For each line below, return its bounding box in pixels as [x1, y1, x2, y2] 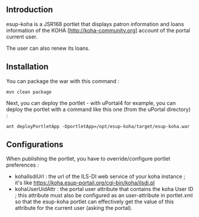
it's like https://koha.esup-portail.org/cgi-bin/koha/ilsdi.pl [14, 179, 155, 186]
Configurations [6, 139, 64, 150]
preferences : [6, 161, 39, 168]
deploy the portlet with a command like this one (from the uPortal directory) [6, 106, 191, 113]
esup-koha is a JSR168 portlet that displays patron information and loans [6, 20, 184, 27]
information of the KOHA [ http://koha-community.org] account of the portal [6, 27, 190, 34]
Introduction [6, 5, 53, 15]
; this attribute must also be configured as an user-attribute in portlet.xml [14, 192, 193, 199]
